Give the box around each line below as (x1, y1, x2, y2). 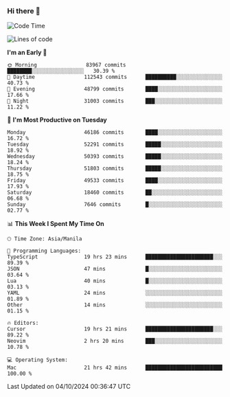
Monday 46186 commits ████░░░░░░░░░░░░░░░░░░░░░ (7, 129, 223, 136)
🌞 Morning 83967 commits (7, 62, 126, 69)
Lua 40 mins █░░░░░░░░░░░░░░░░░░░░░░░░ (7, 277, 223, 284)
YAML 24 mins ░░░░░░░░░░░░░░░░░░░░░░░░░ (7, 290, 223, 297)
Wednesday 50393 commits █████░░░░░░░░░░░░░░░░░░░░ (7, 153, 223, 160)
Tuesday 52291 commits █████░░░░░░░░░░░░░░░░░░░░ (7, 141, 223, 148)
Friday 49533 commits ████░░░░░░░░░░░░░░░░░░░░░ (7, 177, 223, 184)
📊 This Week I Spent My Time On (7, 220, 104, 228)
